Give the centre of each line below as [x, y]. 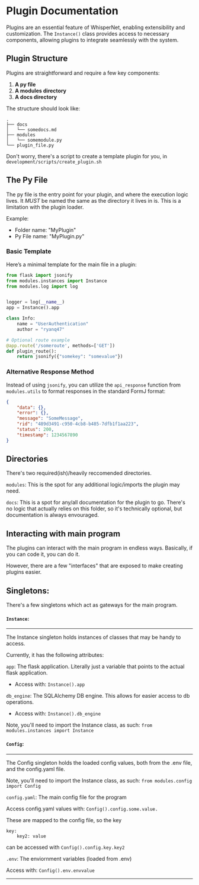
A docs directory [36, 97]
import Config [24, 786]
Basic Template [29, 251]
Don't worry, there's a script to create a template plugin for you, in [87, 156]
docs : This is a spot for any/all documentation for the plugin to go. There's [96, 503]
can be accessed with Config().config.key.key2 [65, 847]
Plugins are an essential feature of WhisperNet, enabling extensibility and [96, 27]
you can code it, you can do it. [43, 554]
